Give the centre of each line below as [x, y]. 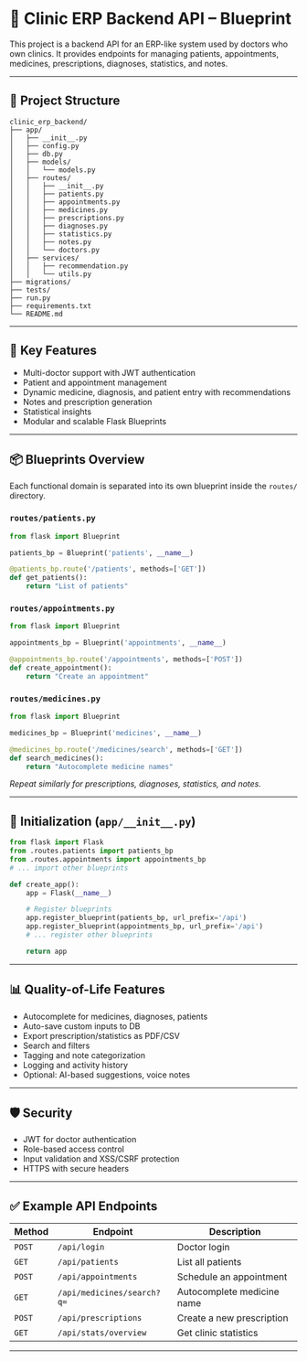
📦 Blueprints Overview [77, 460]
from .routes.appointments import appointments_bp [108, 859]
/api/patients [88, 1262]
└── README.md [37, 314]
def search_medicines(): [57, 758]
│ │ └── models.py [53, 170]
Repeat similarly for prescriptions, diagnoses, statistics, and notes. [136, 784]
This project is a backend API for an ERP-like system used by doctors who [149, 44]
